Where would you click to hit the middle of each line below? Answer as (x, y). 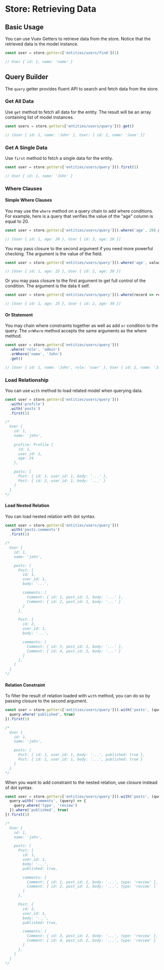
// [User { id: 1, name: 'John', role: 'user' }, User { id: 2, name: (78, 367)
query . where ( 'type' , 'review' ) (46, 806)
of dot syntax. (19, 787)
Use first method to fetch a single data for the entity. (59, 158)
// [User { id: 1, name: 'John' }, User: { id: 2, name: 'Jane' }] (75, 135)
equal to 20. (17, 221)
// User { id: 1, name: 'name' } (39, 62)
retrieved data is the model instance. (42, 44)
